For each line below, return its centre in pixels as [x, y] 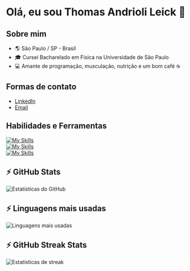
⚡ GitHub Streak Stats [46, 245]
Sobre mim [26, 34]
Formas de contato [41, 87]
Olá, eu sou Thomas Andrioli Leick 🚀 [96, 12]
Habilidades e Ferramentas [56, 126]
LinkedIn [25, 101]
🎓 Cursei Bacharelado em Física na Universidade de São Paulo [92, 57]
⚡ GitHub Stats [33, 172]
